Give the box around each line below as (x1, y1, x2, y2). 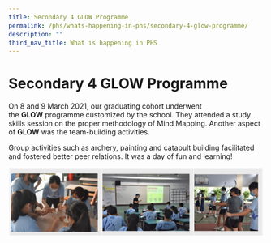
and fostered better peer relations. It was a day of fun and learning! (8, 151, 233, 161)
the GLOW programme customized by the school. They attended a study (8, 110, 252, 120)
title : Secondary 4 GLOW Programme (8, 13, 129, 21)
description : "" (8, 30, 63, 38)
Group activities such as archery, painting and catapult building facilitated (8, 143, 255, 153)
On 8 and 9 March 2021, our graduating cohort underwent (8, 101, 203, 111)
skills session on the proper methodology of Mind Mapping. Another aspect (8, 118, 261, 129)
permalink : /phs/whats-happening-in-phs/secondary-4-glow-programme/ (8, 21, 249, 30)
